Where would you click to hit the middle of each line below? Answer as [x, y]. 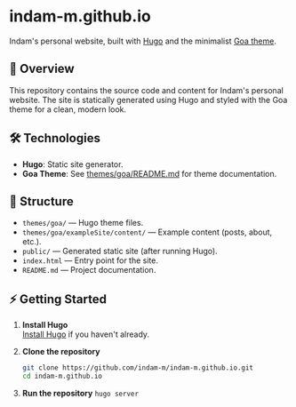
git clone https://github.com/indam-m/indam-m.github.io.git [138, 368]
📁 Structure [41, 201]
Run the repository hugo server [80, 393]
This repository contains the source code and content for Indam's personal [147, 90]
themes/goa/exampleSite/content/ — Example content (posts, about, [147, 232]
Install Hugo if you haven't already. [85, 334]
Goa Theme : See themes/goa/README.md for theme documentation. [149, 173]
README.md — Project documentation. [89, 270]
